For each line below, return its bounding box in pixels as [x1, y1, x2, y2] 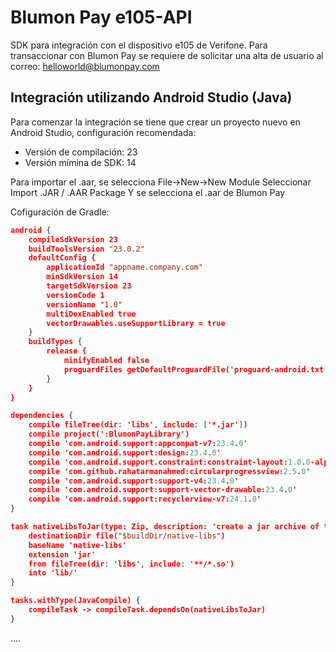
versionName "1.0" [46, 299, 123, 310]
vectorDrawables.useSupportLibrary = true [46, 318, 226, 328]
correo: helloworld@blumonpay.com [10, 60, 160, 72]
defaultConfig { [28, 253, 97, 263]
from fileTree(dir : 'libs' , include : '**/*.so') [28, 559, 235, 569]
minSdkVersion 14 [46, 272, 118, 282]
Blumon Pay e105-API [10, 6, 193, 29]
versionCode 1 [46, 290, 105, 300]
